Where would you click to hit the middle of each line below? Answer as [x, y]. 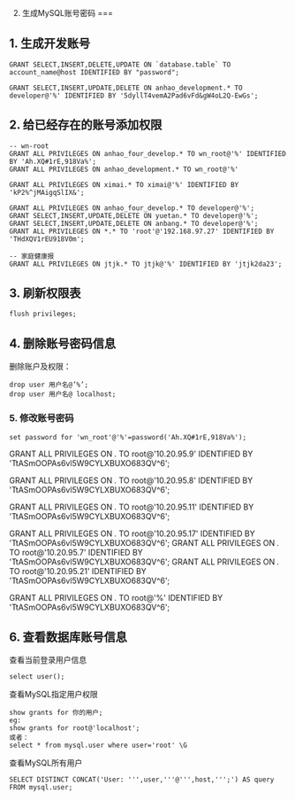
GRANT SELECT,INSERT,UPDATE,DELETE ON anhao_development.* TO [126, 88]
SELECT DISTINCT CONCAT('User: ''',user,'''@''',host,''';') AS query [142, 780]
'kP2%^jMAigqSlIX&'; [47, 192]
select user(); [37, 677]
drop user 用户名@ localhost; [63, 394]
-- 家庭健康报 [32, 256]
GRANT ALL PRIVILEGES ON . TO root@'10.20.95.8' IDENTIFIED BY [131, 480]
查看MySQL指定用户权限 [54, 695]
